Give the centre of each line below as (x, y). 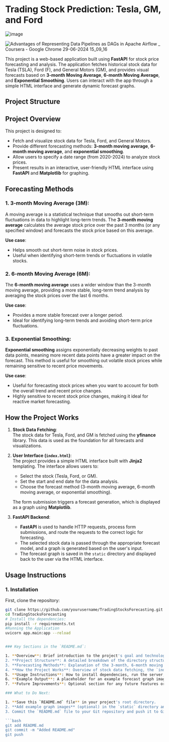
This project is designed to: (33, 131)
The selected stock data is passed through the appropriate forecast (90, 543)
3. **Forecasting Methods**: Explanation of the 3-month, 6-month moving (84, 665)
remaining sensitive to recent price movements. (55, 366)
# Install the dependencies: (36, 619)
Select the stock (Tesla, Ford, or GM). (59, 476)
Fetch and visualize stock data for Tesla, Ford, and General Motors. (82, 141)
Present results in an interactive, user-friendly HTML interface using (83, 168)
